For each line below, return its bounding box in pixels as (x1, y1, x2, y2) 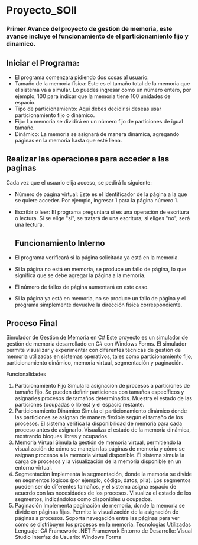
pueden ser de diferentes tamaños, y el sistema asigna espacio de (14, 483, 177, 490)
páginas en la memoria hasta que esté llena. (14, 137, 122, 144)
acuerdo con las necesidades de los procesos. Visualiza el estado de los (14, 489, 192, 496)
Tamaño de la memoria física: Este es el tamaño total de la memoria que (14, 80, 190, 87)
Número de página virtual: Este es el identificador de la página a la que (14, 191, 187, 198)
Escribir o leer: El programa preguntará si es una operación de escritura (14, 208, 189, 216)
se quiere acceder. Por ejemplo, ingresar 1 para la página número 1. (14, 197, 178, 204)
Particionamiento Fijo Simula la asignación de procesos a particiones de (14, 382, 190, 389)
